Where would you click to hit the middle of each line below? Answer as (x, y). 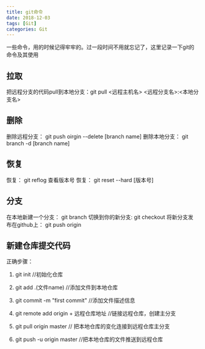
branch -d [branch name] (38, 143)
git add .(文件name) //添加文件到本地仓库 (66, 287)
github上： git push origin (49, 224)
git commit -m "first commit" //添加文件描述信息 (75, 301)
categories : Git (27, 29)
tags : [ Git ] (21, 23)
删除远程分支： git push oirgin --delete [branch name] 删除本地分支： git (97, 136)
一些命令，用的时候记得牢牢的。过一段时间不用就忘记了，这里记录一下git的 (100, 47)
